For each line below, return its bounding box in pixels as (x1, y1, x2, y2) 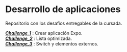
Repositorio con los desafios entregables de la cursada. (5, 20, 122, 26)
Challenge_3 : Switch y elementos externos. (5, 40, 98, 46)
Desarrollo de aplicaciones (5, 4, 121, 15)
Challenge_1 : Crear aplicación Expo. (5, 30, 83, 36)
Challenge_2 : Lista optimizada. (5, 35, 72, 41)
